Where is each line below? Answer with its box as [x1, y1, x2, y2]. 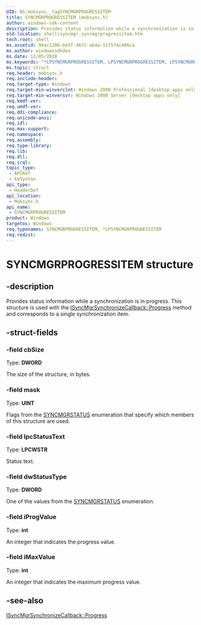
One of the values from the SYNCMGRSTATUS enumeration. [6, 498, 155, 505]
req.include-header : [6, 76, 58, 82]
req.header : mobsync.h [6, 70, 63, 76]
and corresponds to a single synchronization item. [6, 310, 130, 317]
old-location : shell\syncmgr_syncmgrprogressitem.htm [6, 31, 144, 37]
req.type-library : [6, 142, 52, 149]
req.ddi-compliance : [6, 109, 58, 115]
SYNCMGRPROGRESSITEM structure [6, 257, 194, 271]
